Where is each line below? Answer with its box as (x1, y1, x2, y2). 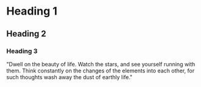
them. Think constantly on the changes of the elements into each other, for (6, 67, 195, 74)
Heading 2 (6, 29, 47, 39)
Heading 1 (6, 4, 58, 18)
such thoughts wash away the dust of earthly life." (6, 73, 133, 80)
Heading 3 (6, 47, 38, 55)
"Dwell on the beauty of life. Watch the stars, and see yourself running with (6, 60, 196, 68)
